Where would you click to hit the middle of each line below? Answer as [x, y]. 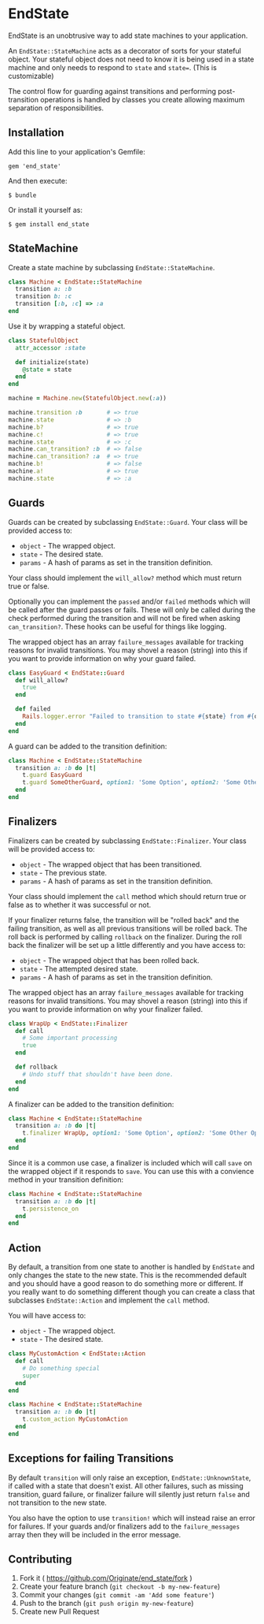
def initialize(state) [52, 362]
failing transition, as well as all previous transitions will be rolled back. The [128, 928]
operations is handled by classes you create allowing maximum [143, 99]
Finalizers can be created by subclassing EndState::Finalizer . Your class [127, 841]
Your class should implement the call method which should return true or [127, 896]
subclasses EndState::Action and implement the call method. [109, 1300]
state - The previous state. [63, 872]
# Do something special [61, 1368]
